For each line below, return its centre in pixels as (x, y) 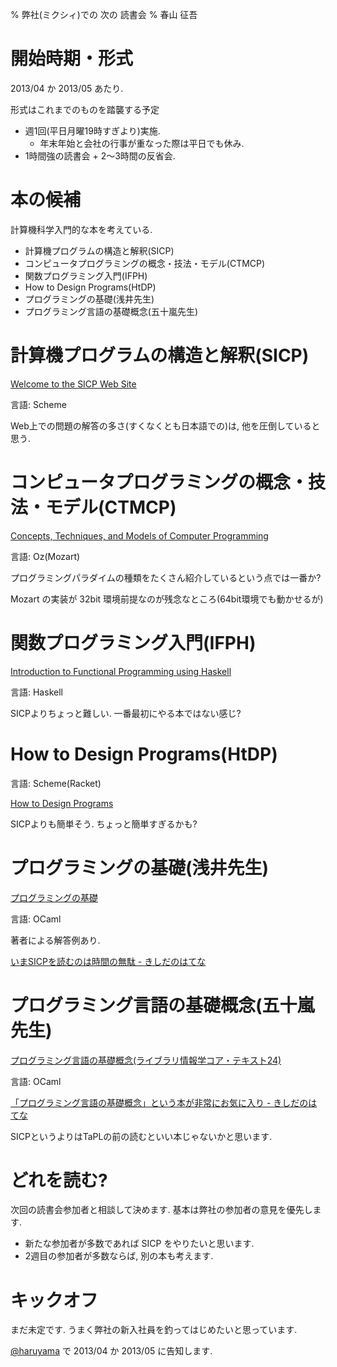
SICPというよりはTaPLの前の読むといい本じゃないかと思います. (141, 1136)
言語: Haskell (36, 692)
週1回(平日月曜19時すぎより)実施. (92, 130)
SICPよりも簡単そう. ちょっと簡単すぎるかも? (104, 824)
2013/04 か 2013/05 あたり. (67, 88)
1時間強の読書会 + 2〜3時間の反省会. (100, 155)
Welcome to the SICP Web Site (73, 384)
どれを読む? (59, 1180)
